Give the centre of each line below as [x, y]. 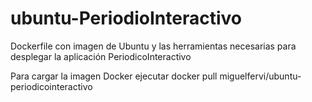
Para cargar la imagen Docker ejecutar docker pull [114, 76]
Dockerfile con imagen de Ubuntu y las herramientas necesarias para [153, 46]
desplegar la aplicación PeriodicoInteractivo [101, 56]
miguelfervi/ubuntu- [260, 76]
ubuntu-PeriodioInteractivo [126, 18]
